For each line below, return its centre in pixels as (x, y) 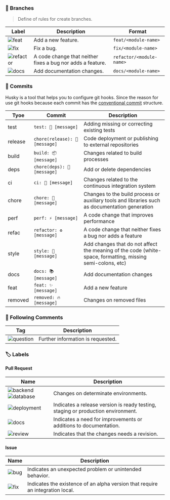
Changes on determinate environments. (100, 393)
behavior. (38, 476)
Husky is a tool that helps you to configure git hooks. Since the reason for (82, 97)
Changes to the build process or (121, 194)
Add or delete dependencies (117, 169)
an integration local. (51, 490)
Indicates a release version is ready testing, (105, 405)
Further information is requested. (78, 339)
